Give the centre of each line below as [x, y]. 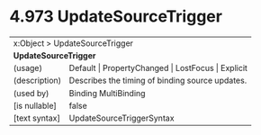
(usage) [28, 68]
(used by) [31, 93]
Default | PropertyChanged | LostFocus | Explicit [158, 68]
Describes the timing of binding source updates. [158, 81]
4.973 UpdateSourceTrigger [116, 17]
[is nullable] [35, 105]
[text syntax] [37, 118]
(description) [37, 81]
